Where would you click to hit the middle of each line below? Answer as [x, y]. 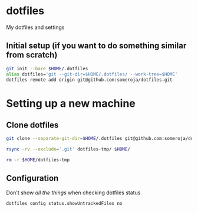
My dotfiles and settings [35, 27]
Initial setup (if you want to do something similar [96, 46]
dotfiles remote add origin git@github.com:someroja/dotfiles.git [89, 80]
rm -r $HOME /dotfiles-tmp [38, 160]
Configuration [32, 178]
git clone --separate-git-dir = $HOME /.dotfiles [64, 139]
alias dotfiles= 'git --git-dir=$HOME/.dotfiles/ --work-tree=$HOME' [92, 74]
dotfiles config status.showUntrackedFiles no [64, 203]
